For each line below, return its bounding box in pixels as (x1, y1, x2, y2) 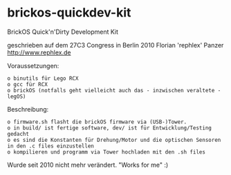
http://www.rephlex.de (7, 48, 71, 56)
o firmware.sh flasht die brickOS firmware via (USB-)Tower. (7, 119, 187, 125)
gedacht (7, 130, 30, 137)
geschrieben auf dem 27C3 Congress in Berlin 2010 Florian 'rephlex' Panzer (7, 41, 224, 49)
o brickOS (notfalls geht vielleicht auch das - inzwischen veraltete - (7, 87, 221, 94)
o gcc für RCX (7, 81, 48, 87)
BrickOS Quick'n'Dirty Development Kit (7, 28, 119, 36)
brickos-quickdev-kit (7, 5, 131, 21)
